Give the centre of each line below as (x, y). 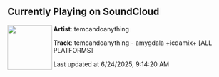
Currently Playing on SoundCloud (83, 12)
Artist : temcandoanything (91, 29)
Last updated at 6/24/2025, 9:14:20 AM (111, 64)
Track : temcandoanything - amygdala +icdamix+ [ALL (133, 43)
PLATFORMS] (73, 50)
